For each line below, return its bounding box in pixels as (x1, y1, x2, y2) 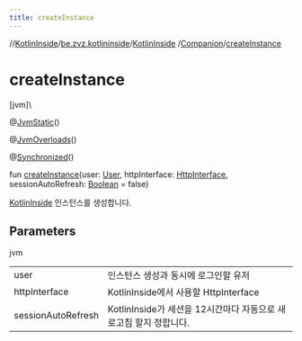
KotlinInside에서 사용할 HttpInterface (107, 286, 260, 299)
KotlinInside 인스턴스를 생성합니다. (9, 197, 132, 208)
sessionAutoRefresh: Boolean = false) (9, 178, 149, 189)
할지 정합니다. (134, 317, 191, 329)
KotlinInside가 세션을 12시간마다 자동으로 (107, 303, 276, 316)
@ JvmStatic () (9, 116, 60, 127)
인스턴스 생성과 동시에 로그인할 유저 (107, 269, 250, 282)
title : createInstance (9, 13, 94, 22)
